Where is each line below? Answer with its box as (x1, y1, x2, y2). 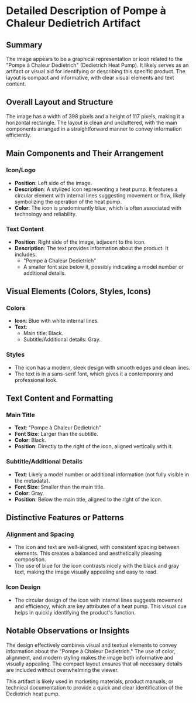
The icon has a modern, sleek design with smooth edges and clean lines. (14, 364, 191, 371)
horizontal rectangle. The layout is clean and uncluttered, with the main (6, 119, 177, 126)
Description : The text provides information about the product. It (14, 244, 169, 251)
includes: (14, 251, 37, 258)
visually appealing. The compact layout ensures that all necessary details (6, 660, 183, 667)
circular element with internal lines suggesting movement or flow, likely (14, 192, 186, 199)
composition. (14, 556, 46, 563)
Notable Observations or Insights (6, 626, 130, 636)
